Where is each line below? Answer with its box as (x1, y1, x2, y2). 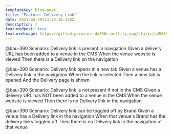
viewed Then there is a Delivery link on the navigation (5, 56, 119, 62)
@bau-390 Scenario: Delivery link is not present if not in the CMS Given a (5, 87, 160, 93)
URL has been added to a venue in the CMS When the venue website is (5, 51, 156, 57)
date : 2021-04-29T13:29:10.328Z (5, 17, 74, 22)
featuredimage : (5, 31, 38, 36)
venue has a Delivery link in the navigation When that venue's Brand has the (5, 113, 166, 119)
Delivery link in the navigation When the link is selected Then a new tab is (5, 72, 160, 77)
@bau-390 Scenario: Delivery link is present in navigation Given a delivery (5, 46, 162, 51)
